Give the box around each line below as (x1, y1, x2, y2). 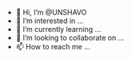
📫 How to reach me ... (15, 42, 90, 51)
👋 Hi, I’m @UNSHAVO (15, 8, 87, 17)
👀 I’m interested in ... (15, 16, 84, 26)
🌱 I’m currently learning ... (15, 25, 102, 33)
